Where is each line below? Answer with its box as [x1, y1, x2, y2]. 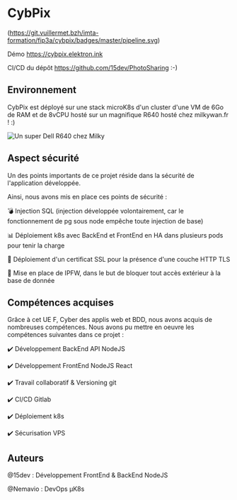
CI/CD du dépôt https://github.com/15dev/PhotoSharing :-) [7, 63, 178, 72]
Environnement [7, 84, 76, 96]
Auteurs [7, 452, 45, 464]
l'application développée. [7, 179, 81, 187]
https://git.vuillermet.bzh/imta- [9, 28, 99, 37]
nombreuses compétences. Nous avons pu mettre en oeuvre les [7, 323, 195, 331]
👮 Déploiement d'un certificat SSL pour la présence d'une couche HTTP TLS [7, 255, 231, 263]
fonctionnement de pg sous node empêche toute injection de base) [7, 216, 204, 225]
